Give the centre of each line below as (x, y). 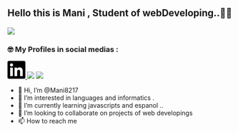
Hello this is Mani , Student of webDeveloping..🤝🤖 (120, 13)
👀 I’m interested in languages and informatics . (86, 98)
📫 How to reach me (47, 121)
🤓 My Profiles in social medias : (63, 49)
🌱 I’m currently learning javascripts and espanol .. (90, 106)
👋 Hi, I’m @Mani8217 (48, 91)
